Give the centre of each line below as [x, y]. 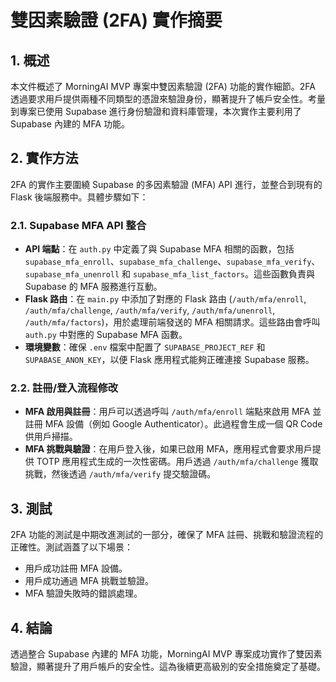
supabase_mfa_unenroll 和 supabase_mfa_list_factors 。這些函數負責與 [169, 274]
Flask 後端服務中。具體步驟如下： [79, 197]
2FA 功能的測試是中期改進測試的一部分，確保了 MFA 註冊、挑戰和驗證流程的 [167, 535]
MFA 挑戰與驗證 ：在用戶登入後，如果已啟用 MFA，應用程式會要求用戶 [168, 449]
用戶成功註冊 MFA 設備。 [76, 568]
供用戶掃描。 [51, 437]
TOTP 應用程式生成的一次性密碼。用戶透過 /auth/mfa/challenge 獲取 [177, 462]
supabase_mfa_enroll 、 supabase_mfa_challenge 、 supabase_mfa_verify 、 [172, 262]
